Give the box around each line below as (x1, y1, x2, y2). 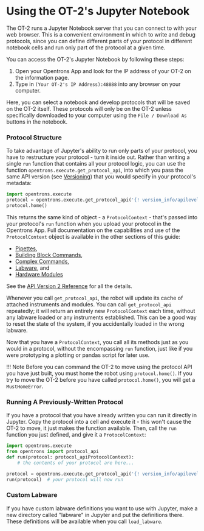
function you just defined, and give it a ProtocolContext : (6, 431, 146, 438)
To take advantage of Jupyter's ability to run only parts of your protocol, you (6, 147, 197, 155)
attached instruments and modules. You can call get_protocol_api (6, 300, 172, 308)
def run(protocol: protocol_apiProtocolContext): (6, 454, 135, 460)
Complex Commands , (15, 258, 70, 265)
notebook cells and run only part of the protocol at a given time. (6, 44, 166, 51)
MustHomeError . (6, 382, 44, 390)
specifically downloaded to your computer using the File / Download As (6, 111, 187, 119)
